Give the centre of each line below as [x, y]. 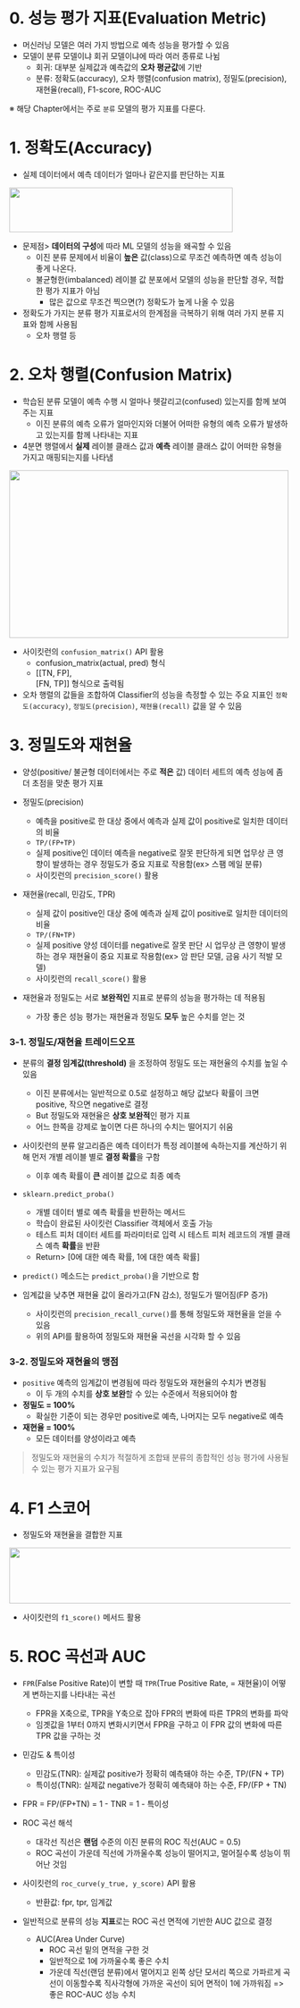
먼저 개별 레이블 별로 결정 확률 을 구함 [96, 1157]
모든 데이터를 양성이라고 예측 [86, 1439]
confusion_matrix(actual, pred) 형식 [100, 662]
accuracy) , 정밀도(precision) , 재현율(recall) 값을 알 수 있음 [137, 705]
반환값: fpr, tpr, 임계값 [74, 1903]
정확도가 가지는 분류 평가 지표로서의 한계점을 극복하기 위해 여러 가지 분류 [148, 313]
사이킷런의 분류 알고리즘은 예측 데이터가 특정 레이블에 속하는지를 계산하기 [150, 1146]
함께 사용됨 [58, 324]
